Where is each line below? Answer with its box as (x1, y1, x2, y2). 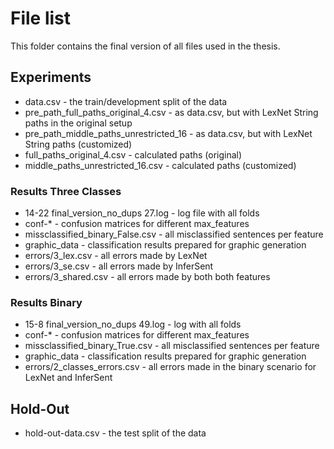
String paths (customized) (24, 138, 133, 150)
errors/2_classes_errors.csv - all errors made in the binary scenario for (24, 361, 317, 373)
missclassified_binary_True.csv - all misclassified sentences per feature (24, 340, 320, 352)
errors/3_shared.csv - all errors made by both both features (24, 271, 271, 283)
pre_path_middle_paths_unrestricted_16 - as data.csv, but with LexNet (24, 127, 313, 139)
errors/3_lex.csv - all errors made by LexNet (24, 250, 208, 262)
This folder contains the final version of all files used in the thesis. (10, 40, 281, 52)
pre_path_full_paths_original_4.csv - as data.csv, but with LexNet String (24, 106, 319, 118)
